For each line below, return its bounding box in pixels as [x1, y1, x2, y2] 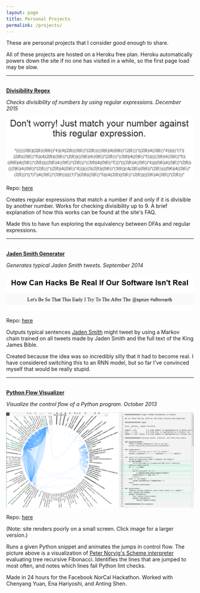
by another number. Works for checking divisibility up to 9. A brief [6, 202, 168, 210]
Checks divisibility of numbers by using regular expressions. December [6, 99, 182, 106]
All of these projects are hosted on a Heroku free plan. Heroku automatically [6, 51, 193, 58]
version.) [6, 531, 28, 539]
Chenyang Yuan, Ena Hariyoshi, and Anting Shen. [6, 580, 127, 588]
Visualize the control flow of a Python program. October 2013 [6, 400, 157, 407]
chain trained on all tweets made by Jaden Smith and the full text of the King [6, 334, 194, 342]
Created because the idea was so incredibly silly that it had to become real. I [6, 352, 193, 360]
